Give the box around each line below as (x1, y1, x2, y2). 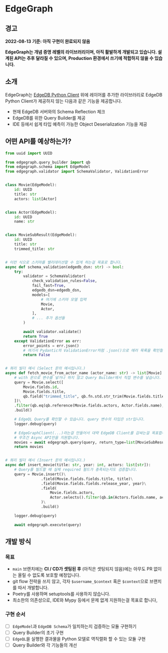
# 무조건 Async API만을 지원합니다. (14, 435, 80, 440)
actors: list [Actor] (14, 196, 57, 201)
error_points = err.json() (23, 343, 79, 348)
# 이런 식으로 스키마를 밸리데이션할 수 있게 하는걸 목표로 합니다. (5, 259, 122, 265)
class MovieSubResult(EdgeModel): (5, 232, 77, 237)
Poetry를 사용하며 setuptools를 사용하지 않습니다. (12, 591, 111, 597)
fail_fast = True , (31, 283, 66, 288)
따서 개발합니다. (17, 584, 49, 590)
